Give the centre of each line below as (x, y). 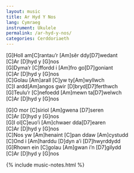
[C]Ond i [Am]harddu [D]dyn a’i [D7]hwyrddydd (63, 141)
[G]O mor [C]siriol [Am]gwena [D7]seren (55, 110)
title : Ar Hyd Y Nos (31, 17)
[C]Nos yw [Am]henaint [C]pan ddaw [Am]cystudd (67, 135)
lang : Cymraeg (23, 22)
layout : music (23, 11)
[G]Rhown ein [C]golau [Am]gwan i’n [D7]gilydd (64, 147)
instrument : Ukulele (31, 28)
